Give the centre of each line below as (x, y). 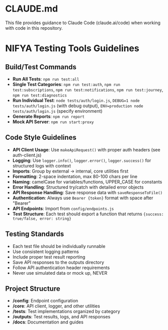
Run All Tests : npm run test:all (46, 79)
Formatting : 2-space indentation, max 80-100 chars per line (75, 176)
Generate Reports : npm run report (48, 116)
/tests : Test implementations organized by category (66, 311)
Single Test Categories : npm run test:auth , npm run (66, 84)
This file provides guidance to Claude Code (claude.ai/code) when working (83, 23)
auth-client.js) (27, 155)
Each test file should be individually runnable (59, 246)
